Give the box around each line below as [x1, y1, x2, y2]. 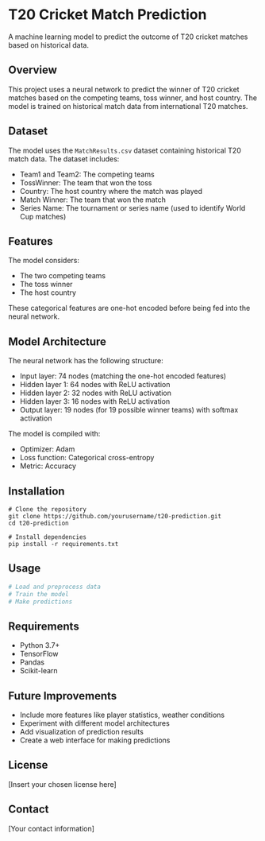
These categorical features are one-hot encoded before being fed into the [8, 304, 251, 313]
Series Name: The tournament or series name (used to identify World [19, 203, 246, 212]
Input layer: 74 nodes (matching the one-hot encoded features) [19, 371, 227, 381]
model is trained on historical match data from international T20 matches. [8, 101, 248, 110]
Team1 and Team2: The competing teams [19, 169, 155, 179]
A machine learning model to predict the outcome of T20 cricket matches [8, 32, 248, 41]
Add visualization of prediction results [19, 727, 144, 737]
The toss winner [19, 280, 73, 289]
